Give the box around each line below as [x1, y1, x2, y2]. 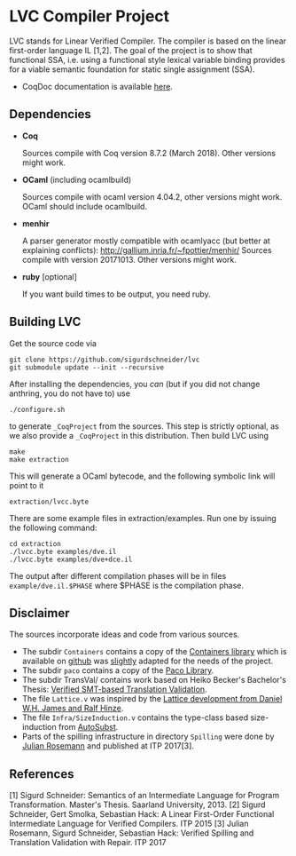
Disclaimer [9, 606, 70, 621]
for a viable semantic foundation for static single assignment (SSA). [9, 64, 255, 75]
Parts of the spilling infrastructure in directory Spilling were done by [21, 731, 275, 742]
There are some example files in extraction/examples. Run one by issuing [9, 512, 277, 523]
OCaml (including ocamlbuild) [21, 174, 132, 185]
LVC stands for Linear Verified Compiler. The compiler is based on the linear [9, 36, 286, 46]
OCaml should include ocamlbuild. [21, 201, 148, 211]
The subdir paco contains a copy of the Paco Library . [21, 665, 214, 676]
